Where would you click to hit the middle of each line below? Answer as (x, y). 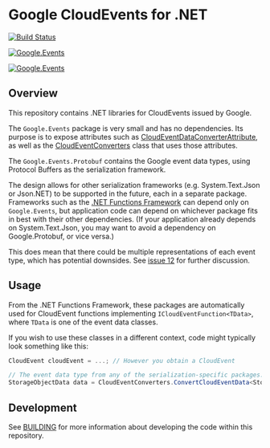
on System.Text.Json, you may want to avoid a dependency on (112, 227)
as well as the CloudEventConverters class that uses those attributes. (123, 145)
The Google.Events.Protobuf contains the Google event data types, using (129, 161)
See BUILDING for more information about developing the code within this (131, 427)
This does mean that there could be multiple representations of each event (132, 251)
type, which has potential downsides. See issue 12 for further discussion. (129, 260)
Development (43, 407)
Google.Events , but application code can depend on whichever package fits (133, 210)
